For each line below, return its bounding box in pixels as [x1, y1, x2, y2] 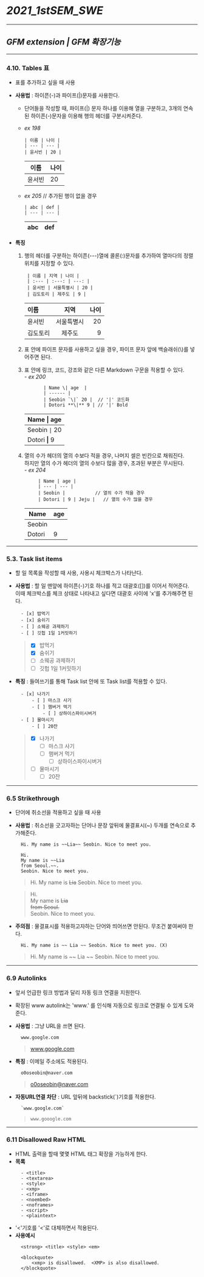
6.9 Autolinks [6, 974, 47, 983]
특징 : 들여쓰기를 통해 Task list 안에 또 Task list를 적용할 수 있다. [15, 677, 168, 685]
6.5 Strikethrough [6, 794, 59, 802]
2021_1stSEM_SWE [6, 4, 104, 18]
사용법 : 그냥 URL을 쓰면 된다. [15, 1022, 86, 1030]
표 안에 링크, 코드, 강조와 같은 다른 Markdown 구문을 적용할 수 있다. [24, 366, 185, 373]
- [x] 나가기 [21, 691, 50, 697]
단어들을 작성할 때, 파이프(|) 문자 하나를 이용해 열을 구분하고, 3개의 [24, 105, 182, 112]
